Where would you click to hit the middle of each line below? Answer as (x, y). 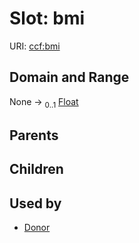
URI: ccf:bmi (35, 46)
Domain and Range (69, 77)
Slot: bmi (47, 18)
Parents (34, 135)
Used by (35, 203)
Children (36, 169)
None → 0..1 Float (44, 102)
